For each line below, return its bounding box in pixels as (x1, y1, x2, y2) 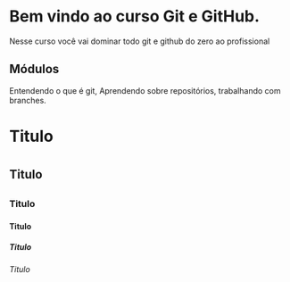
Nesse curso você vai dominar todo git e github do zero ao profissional (9, 36, 270, 46)
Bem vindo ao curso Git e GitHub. (9, 6, 261, 27)
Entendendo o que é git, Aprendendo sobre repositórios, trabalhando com (9, 85, 281, 95)
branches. (9, 95, 46, 105)
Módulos (9, 62, 60, 77)
